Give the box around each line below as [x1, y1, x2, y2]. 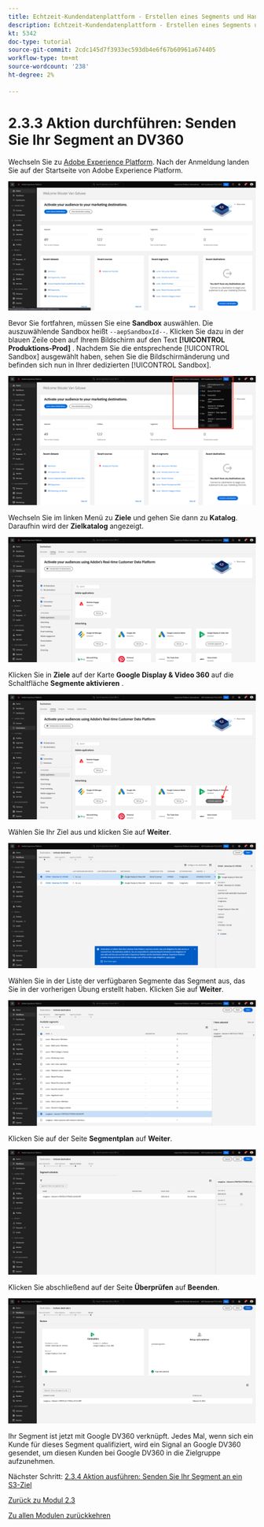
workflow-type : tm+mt [8, 54, 79, 62]
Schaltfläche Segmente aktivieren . [8, 679, 124, 688]
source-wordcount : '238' [8, 63, 90, 71]
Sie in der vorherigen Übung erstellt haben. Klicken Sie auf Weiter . [8, 985, 224, 994]
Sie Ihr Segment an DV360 [8, 131, 185, 149]
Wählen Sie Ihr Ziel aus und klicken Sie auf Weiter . [8, 828, 171, 837]
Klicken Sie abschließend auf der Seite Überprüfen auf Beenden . [8, 1282, 220, 1292]
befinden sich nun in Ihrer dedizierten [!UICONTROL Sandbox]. [8, 359, 212, 370]
